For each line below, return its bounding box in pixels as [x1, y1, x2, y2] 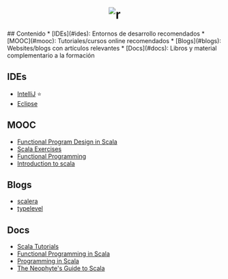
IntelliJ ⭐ [16, 90, 42, 98]
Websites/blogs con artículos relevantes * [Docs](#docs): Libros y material [7, 44, 217, 52]
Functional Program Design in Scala [16, 137, 117, 146]
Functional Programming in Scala [16, 250, 111, 258]
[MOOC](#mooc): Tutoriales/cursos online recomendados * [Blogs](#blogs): [7, 36, 222, 44]
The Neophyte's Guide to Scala [16, 264, 105, 273]
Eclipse [16, 99, 38, 107]
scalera [16, 197, 38, 205]
